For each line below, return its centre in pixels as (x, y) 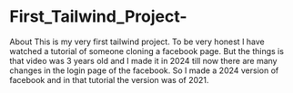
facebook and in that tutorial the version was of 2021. (109, 79)
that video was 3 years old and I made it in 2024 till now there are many (143, 60)
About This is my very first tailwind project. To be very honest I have (137, 42)
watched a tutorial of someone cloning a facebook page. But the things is (147, 51)
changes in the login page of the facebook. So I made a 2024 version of (144, 70)
